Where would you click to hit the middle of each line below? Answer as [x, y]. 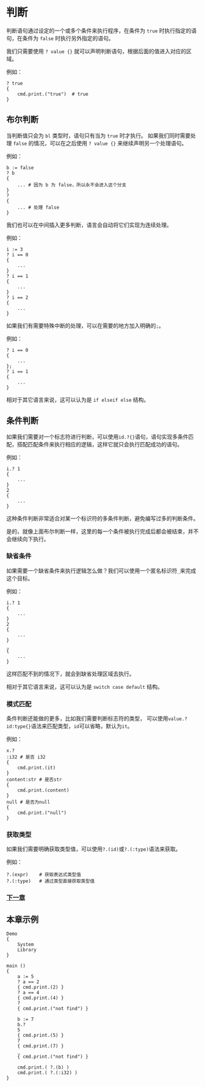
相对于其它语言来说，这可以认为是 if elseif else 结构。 [78, 399]
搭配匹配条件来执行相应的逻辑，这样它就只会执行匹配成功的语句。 [100, 444]
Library [27, 950]
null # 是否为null [28, 802]
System [26, 945]
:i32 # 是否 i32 [26, 757]
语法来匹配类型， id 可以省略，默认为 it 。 [82, 726]
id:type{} [19, 727]
